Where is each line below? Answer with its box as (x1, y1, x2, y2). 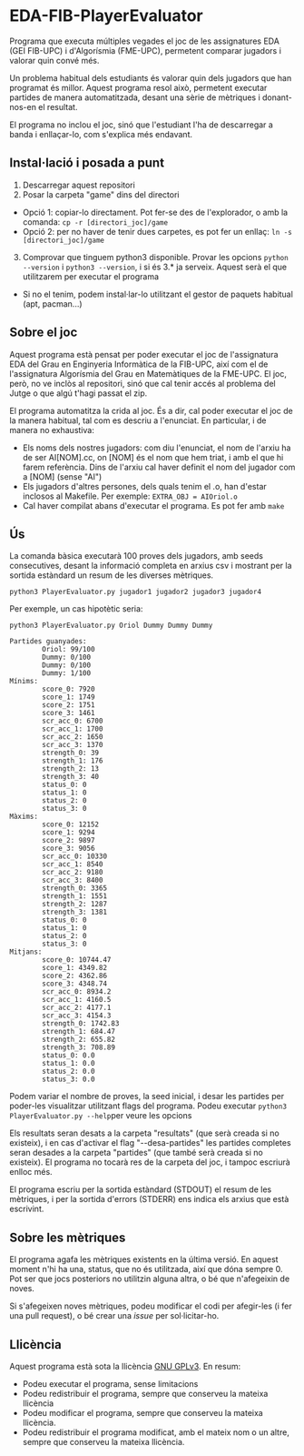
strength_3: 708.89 (42, 1043, 116, 1052)
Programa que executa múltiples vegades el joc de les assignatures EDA (9, 35, 279, 46)
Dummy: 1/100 (42, 669, 92, 678)
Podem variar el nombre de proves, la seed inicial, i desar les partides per (9, 1091, 284, 1102)
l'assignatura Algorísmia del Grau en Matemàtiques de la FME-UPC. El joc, (9, 368, 288, 379)
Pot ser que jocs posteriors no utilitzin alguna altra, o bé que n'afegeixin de (9, 1273, 290, 1284)
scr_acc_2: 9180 (42, 868, 103, 877)
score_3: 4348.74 (42, 979, 107, 988)
